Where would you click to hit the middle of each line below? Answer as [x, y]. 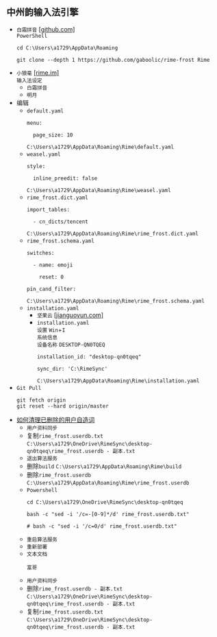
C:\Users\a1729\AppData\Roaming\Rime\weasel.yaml [99, 190]
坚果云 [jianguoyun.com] [70, 315]
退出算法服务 [42, 459]
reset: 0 [52, 277]
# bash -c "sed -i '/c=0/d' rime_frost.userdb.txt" [102, 526]
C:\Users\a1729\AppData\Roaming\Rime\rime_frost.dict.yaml [113, 233]
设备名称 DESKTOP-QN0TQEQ [71, 345]
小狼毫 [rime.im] [38, 72]
